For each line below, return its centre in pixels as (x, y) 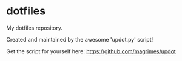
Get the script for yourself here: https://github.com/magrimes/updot (91, 51)
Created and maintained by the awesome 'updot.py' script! (80, 39)
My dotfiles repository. (34, 28)
